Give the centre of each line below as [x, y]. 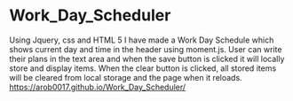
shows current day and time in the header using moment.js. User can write [146, 49]
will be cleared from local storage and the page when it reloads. [126, 77]
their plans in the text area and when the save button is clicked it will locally [147, 58]
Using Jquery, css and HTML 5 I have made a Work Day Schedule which [142, 40]
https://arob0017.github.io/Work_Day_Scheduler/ [98, 87]
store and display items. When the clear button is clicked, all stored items [143, 68]
